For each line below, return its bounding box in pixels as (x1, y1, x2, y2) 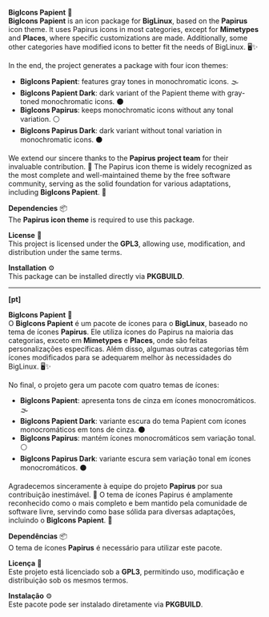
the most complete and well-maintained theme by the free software (8, 171, 231, 179)
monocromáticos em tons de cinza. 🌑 (19, 425, 146, 434)
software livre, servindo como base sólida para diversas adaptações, (8, 507, 236, 516)
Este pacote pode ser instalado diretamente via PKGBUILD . (8, 599, 203, 609)
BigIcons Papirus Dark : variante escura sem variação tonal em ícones (19, 454, 251, 463)
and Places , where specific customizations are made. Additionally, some (8, 33, 248, 42)
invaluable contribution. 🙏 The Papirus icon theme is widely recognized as (8, 162, 252, 171)
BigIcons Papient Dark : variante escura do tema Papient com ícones (19, 417, 247, 425)
